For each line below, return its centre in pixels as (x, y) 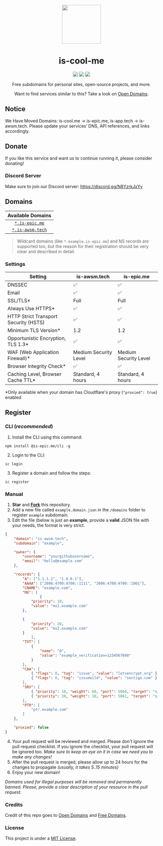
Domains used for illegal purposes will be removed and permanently (73, 782)
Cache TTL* (22, 380)
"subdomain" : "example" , (39, 543)
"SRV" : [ (31, 687)
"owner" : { (25, 552)
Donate (16, 147)
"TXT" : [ (31, 642)
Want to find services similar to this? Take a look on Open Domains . (81, 94)
